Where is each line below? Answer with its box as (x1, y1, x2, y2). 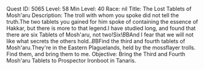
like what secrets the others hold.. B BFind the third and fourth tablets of (6, 38, 186, 44)
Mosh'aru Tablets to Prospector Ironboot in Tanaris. (6, 57, 137, 64)
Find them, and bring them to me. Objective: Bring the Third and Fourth (6, 51, 186, 57)
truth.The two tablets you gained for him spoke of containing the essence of (6, 18, 198, 25)
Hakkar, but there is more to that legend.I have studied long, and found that (6, 24, 196, 32)
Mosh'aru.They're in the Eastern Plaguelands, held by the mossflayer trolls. (6, 44, 196, 51)
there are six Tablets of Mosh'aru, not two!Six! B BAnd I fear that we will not (6, 31, 194, 38)
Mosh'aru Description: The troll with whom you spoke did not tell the (6, 12, 179, 19)
